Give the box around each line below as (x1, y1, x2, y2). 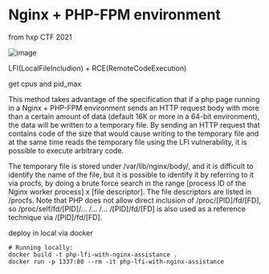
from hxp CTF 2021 (8, 32, 72, 42)
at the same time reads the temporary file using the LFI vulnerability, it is (8, 137, 247, 146)
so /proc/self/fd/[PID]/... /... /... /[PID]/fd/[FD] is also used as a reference (8, 203, 247, 214)
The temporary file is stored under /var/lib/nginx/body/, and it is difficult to (8, 161, 254, 170)
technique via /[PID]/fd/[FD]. (8, 212, 103, 222)
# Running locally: (8, 243, 74, 252)
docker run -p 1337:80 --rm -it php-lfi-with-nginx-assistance (8, 257, 225, 266)
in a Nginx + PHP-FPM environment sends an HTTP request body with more (8, 103, 259, 112)
